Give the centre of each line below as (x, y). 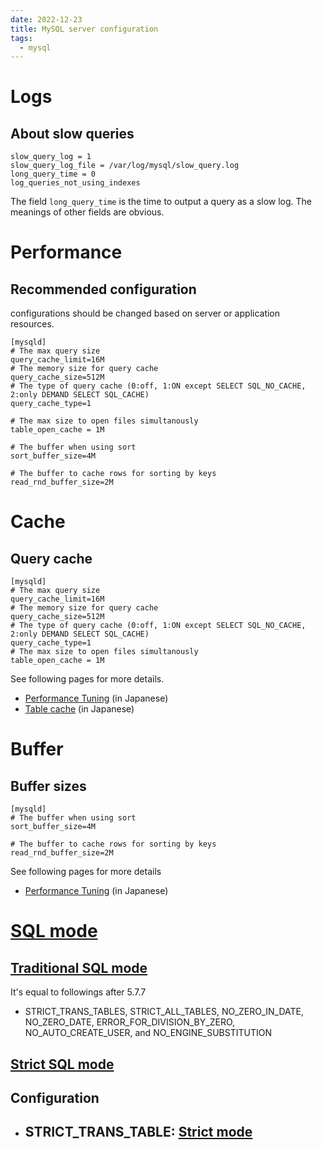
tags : (21, 38)
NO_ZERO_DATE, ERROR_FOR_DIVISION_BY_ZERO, (130, 1022)
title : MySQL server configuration (84, 29)
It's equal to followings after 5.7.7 (78, 992)
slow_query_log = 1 (51, 157)
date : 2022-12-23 (46, 19)
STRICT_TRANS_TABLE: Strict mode (138, 1132)
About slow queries (72, 133)
